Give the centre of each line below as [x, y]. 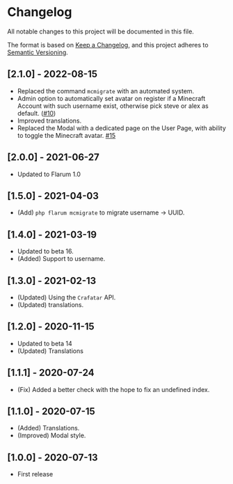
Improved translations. [49, 120]
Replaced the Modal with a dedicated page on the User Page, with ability [121, 128]
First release [35, 474]
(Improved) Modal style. [51, 435]
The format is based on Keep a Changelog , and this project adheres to [108, 45]
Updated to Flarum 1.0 [49, 174]
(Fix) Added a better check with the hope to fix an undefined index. [113, 389]
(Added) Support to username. [61, 259]
